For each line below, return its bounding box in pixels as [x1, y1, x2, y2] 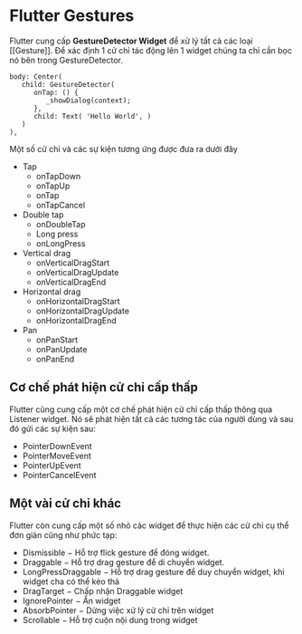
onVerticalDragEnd [35, 276, 107, 287]
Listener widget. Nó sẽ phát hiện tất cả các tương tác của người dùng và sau [9, 413, 294, 424]
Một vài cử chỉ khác [9, 495, 122, 512]
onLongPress [35, 237, 86, 249]
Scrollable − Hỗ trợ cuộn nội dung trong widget [22, 614, 198, 625]
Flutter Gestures [9, 5, 135, 26]
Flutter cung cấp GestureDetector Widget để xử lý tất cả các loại [9, 35, 253, 46]
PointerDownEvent [22, 440, 92, 451]
